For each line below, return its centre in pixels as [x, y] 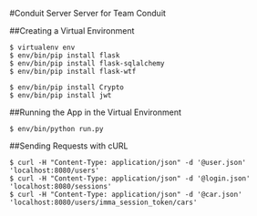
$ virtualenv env [42, 47]
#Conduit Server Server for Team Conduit [88, 13]
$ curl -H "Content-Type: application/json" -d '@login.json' [130, 179]
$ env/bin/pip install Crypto [67, 87]
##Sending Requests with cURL [69, 146]
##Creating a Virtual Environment [72, 31]
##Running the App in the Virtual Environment [96, 112]
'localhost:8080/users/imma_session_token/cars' [103, 202]
